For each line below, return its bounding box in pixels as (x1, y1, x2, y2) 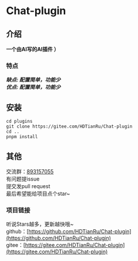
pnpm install (6, 134, 38, 140)
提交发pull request (6, 182, 51, 189)
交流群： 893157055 (6, 168, 54, 175)
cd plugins (6, 119, 33, 125)
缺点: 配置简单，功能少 (6, 76, 60, 83)
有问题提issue (6, 175, 40, 182)
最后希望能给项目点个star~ (6, 190, 70, 197)
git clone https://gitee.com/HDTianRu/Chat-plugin (6, 123, 133, 130)
